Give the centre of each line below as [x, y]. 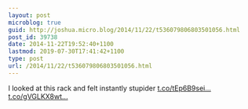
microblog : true [35, 23]
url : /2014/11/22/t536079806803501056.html [80, 66]
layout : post [29, 15]
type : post [26, 59]
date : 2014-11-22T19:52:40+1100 [61, 44]
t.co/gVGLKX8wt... [38, 96]
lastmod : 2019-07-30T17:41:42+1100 [66, 51]
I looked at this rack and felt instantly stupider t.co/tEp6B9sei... [110, 88]
